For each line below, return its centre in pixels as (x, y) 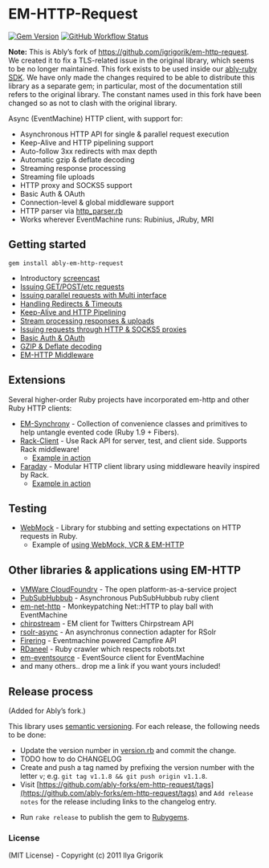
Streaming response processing (73, 168)
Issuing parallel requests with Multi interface (93, 295)
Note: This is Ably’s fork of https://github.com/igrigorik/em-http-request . (128, 51)
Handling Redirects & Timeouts (71, 304)
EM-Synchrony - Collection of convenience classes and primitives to (133, 423)
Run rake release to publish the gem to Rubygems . (105, 817)
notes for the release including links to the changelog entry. (118, 801)
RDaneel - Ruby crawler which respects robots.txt (102, 649)
